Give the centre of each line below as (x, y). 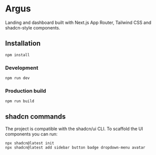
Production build (26, 91)
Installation (23, 44)
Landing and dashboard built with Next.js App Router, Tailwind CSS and (78, 22)
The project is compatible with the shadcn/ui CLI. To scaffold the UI (74, 129)
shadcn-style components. (33, 27)
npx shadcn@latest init (30, 143)
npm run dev (17, 78)
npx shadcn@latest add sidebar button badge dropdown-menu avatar (75, 148)
